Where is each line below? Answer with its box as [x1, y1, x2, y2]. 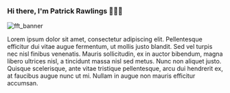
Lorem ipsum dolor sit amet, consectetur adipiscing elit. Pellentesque [7, 35, 203, 43]
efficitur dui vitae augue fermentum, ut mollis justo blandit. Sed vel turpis [7, 43, 213, 51]
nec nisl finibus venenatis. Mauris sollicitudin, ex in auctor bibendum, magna [7, 50, 223, 58]
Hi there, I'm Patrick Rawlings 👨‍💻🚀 [7, 6, 124, 16]
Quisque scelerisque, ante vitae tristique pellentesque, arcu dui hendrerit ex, [7, 65, 223, 73]
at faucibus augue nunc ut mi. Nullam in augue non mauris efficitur [7, 72, 196, 80]
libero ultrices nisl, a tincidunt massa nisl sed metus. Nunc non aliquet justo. [7, 57, 222, 65]
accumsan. [7, 79, 38, 87]
